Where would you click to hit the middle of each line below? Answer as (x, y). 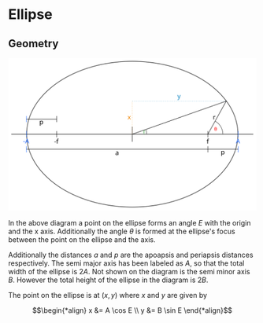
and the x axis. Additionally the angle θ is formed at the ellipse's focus (122, 231)
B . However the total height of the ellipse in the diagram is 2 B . (108, 280)
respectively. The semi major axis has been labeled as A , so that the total (126, 263)
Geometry (33, 44)
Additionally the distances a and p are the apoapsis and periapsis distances (131, 255)
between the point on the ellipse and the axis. (82, 239)
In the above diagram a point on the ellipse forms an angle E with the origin (130, 222)
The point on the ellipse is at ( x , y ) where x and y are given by (107, 295)
